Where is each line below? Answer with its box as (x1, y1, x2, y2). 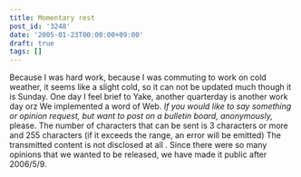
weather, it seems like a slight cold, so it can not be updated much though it (9, 82, 292, 93)
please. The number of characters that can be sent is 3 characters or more (9, 120, 288, 132)
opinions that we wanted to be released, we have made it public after (9, 149, 267, 160)
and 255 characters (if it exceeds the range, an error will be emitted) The (9, 130, 281, 141)
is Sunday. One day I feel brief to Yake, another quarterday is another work (9, 92, 288, 103)
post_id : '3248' (9, 22, 71, 31)
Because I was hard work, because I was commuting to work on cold (9, 72, 267, 83)
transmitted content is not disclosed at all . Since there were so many (9, 140, 267, 151)
